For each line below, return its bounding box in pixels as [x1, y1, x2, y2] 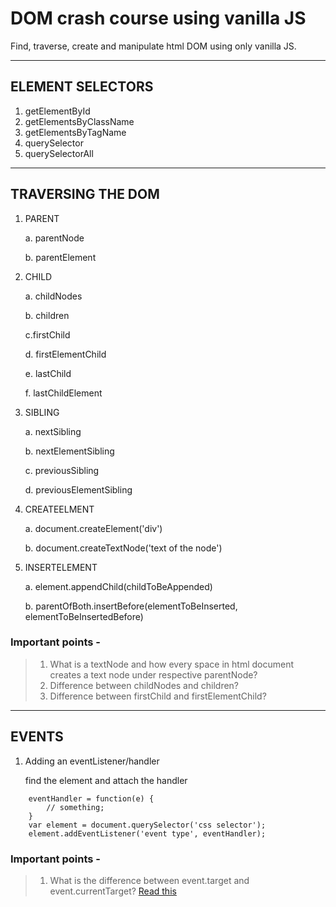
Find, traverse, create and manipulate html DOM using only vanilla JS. [10, 40, 297, 52]
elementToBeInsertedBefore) [24, 610, 144, 622]
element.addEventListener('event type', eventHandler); [28, 828, 267, 839]
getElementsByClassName [24, 115, 135, 127]
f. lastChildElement [24, 387, 103, 399]
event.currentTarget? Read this [49, 885, 177, 897]
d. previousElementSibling [24, 483, 133, 496]
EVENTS [10, 728, 64, 746]
